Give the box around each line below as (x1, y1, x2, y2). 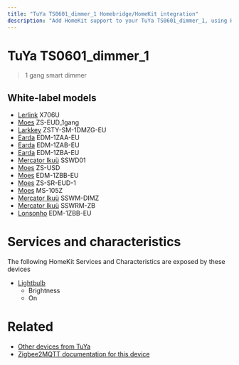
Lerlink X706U (17, 111, 60, 120)
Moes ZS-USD (17, 164, 60, 172)
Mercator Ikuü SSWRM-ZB (17, 201, 96, 210)
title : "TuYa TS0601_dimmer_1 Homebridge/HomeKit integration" (7, 10, 199, 18)
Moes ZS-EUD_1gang (17, 118, 80, 127)
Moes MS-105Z (17, 186, 63, 195)
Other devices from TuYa (17, 342, 91, 351)
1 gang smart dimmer (24, 71, 87, 80)
